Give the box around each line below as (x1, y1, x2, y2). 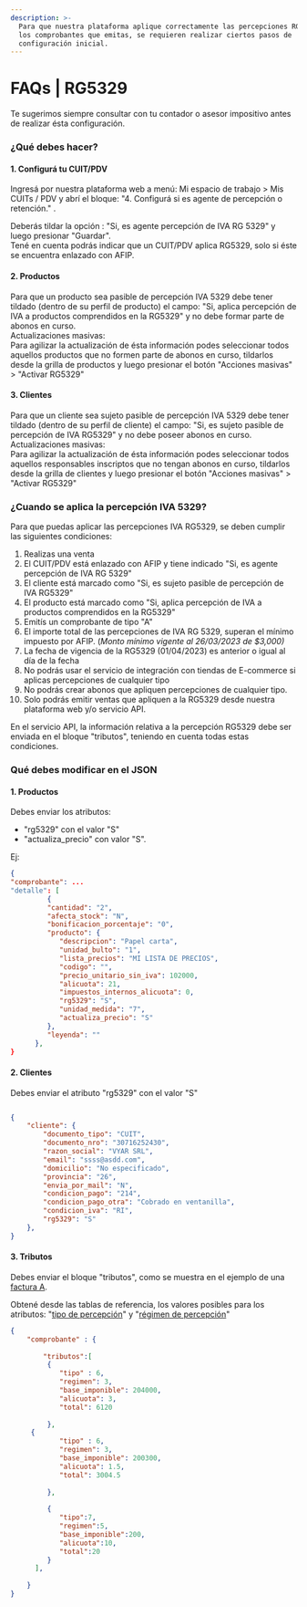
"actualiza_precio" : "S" (58, 1014, 154, 1023)
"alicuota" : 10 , (58, 1539, 118, 1548)
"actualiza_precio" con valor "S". (23, 834, 147, 845)
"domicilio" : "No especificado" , (43, 1164, 170, 1173)
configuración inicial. (18, 38, 108, 48)
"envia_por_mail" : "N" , (43, 1181, 133, 1190)
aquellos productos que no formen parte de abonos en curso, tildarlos (10, 349, 274, 360)
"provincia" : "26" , (43, 1172, 118, 1182)
